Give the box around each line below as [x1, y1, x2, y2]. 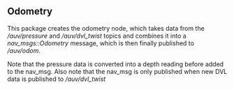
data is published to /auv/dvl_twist [7, 75, 106, 83]
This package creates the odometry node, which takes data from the [7, 24, 205, 32]
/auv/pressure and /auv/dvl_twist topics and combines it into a [7, 31, 187, 40]
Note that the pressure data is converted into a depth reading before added [7, 59, 224, 68]
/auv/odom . [7, 46, 41, 54]
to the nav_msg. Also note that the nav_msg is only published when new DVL [7, 67, 228, 75]
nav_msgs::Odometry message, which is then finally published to [7, 38, 194, 47]
